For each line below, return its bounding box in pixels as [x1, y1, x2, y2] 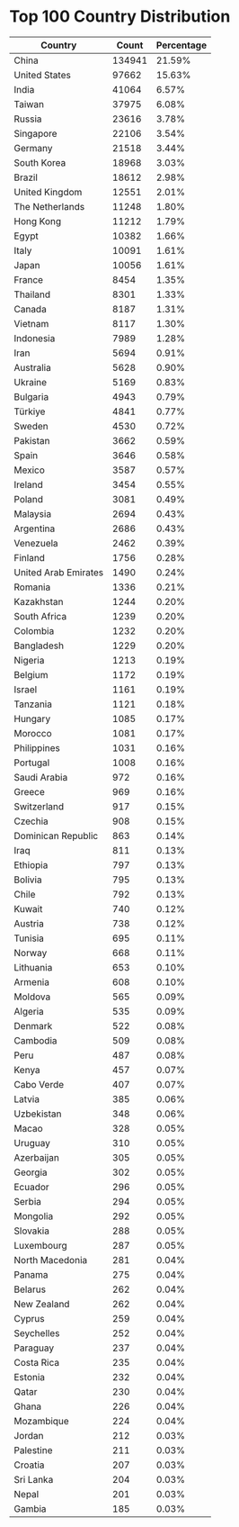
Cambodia [13, 1034, 58, 1046]
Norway [13, 946, 48, 959]
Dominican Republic [13, 829, 99, 842]
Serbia [13, 1195, 42, 1207]
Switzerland [13, 800, 65, 812]
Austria [13, 917, 45, 929]
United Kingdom [13, 185, 83, 198]
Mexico [13, 464, 45, 476]
